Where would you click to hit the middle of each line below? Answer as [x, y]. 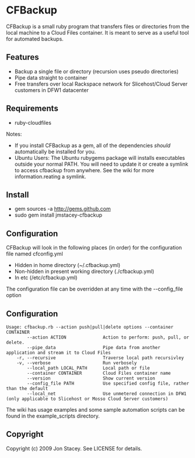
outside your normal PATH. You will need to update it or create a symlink [101, 164]
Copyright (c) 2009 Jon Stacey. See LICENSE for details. [74, 448]
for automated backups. [35, 39]
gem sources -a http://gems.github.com [62, 209]
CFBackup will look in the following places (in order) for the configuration [94, 248]
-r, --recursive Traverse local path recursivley [100, 358]
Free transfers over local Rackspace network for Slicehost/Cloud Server [101, 84]
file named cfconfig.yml [34, 254]
